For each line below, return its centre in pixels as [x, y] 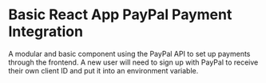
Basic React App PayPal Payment [120, 15]
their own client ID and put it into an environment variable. [103, 70]
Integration [46, 32]
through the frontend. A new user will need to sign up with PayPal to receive [133, 62]
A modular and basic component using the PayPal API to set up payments [129, 53]
